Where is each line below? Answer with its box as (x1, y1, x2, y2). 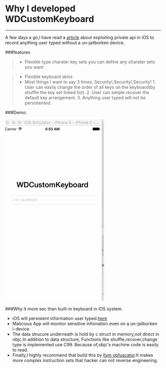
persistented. (24, 100, 52, 106)
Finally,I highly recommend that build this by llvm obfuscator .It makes (12, 352, 153, 358)
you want (24, 64, 43, 70)
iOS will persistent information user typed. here (12, 315, 107, 321)
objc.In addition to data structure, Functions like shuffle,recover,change (12, 336, 158, 342)
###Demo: (5, 109, 27, 115)
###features (5, 49, 31, 55)
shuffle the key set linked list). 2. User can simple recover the (24, 89, 150, 95)
